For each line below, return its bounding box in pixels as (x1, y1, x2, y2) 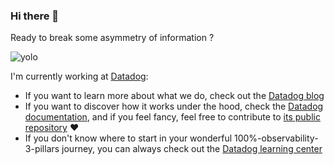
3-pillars (24, 143, 60, 155)
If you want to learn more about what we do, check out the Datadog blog (24, 90, 325, 102)
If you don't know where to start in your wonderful (24, 132, 233, 144)
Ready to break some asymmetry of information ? (10, 32, 215, 44)
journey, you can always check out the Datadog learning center (61, 143, 323, 155)
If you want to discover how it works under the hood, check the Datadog (24, 100, 324, 113)
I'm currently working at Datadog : (10, 70, 149, 83)
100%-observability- (233, 132, 319, 144)
